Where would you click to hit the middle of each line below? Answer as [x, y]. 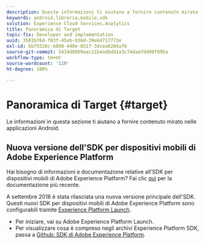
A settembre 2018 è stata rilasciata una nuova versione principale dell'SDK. [101, 197]
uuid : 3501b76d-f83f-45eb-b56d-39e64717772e [64, 40]
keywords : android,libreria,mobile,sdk [57, 18]
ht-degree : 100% [27, 69]
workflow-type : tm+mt [34, 58]
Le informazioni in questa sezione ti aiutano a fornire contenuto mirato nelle [102, 122]
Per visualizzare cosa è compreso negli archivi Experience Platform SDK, [107, 228]
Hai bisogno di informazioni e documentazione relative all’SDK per [90, 172]
